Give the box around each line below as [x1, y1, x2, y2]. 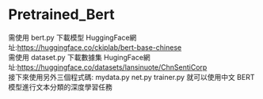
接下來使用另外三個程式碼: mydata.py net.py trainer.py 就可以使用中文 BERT [8, 72, 255, 82]
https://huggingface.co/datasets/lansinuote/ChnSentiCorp [17, 62, 208, 72]
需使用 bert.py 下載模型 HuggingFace [8, 32, 130, 42]
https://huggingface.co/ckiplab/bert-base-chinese [17, 42, 182, 52]
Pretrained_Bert [8, 6, 115, 24]
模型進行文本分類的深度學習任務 [8, 82, 112, 92]
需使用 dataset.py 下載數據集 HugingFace [8, 52, 144, 62]
